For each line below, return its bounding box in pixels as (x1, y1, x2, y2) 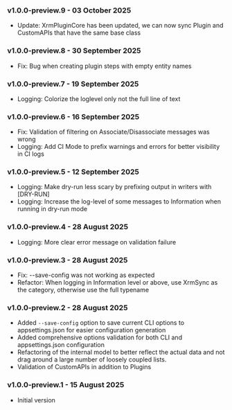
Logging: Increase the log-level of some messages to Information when (17, 197, 222, 206)
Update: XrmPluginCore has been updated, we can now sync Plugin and (17, 21, 224, 30)
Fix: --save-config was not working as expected (17, 271, 155, 279)
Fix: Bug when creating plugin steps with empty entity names (17, 62, 192, 70)
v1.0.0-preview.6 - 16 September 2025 (7, 112, 140, 121)
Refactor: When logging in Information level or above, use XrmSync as (17, 278, 218, 287)
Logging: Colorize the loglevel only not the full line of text (17, 94, 181, 102)
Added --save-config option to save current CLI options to (17, 319, 185, 327)
